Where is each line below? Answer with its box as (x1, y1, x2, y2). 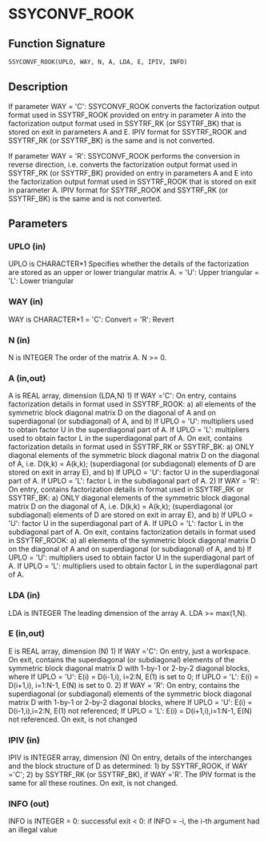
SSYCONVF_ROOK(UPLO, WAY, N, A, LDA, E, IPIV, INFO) (8, 58, 188, 66)
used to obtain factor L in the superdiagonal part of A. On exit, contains (8, 434, 242, 443)
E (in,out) (8, 628, 46, 639)
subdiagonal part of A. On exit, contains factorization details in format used (8, 527, 256, 537)
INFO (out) (8, 799, 50, 810)
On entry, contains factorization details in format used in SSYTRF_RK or (8, 484, 244, 494)
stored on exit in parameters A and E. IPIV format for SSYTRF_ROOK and (8, 127, 247, 136)
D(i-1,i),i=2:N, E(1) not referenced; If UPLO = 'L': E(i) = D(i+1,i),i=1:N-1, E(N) (8, 706, 253, 715)
